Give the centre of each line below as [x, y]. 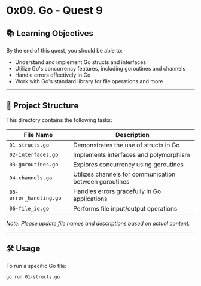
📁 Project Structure [42, 106]
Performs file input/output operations [125, 208]
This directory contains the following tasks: [59, 120]
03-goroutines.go [34, 164]
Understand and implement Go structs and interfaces [80, 62]
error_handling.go [35, 198]
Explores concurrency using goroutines [128, 164]
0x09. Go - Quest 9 [54, 10]
